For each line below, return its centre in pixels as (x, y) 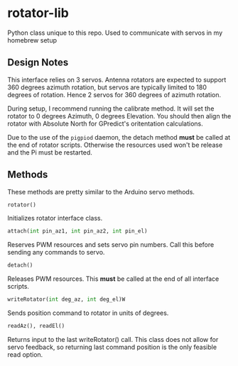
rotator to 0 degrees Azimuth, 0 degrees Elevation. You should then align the (119, 116)
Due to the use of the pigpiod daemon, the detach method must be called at (119, 137)
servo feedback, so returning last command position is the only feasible (112, 347)
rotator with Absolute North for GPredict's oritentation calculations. (106, 123)
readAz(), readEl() (36, 326)
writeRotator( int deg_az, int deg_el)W (66, 299)
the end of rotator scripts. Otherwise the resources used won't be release (115, 145)
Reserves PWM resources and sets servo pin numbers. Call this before (111, 245)
